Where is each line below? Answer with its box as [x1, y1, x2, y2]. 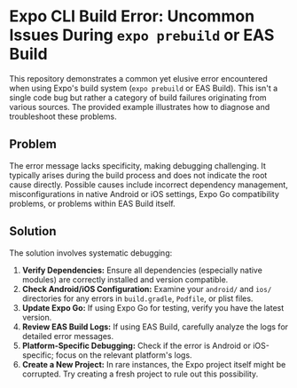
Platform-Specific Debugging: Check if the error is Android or [21, 340, 251, 351]
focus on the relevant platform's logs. [56, 349, 192, 360]
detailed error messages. [21, 330, 114, 341]
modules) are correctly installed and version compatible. [21, 273, 229, 285]
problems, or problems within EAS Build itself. [9, 198, 176, 209]
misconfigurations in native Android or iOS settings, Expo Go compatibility [9, 188, 279, 199]
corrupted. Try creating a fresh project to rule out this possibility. [21, 368, 259, 379]
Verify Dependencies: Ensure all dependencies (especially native [21, 265, 263, 275]
